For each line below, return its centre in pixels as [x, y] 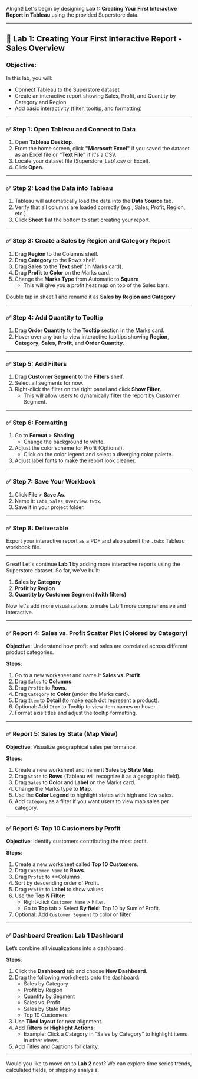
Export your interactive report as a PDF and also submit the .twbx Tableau [95, 541]
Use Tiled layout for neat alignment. [59, 1022]
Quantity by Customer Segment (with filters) [70, 595]
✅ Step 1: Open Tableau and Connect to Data [71, 129]
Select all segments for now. [49, 383]
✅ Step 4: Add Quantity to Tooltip [55, 317]
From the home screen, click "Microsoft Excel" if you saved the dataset [102, 148]
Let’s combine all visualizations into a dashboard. [66, 948]
